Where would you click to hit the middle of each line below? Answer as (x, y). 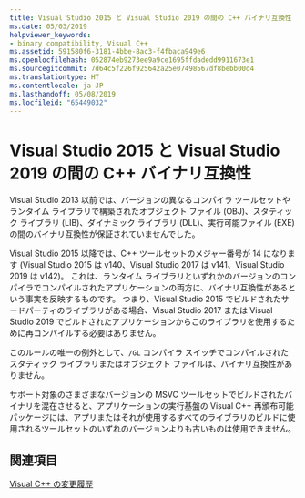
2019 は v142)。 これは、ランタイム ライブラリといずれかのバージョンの (145, 276)
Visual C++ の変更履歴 (51, 484)
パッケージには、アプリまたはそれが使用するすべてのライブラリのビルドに (149, 417)
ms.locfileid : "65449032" (58, 102)
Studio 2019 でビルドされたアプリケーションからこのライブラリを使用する (148, 322)
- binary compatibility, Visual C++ (79, 43)
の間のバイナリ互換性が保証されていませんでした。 (105, 234)
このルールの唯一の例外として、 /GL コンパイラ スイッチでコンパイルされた (149, 352)
